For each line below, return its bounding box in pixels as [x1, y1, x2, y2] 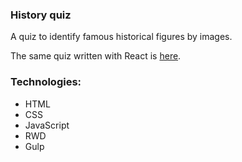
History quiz [10, 8, 72, 22]
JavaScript [24, 119, 70, 131]
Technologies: [10, 75, 82, 89]
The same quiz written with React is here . [10, 50, 182, 62]
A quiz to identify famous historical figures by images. [10, 31, 233, 43]
